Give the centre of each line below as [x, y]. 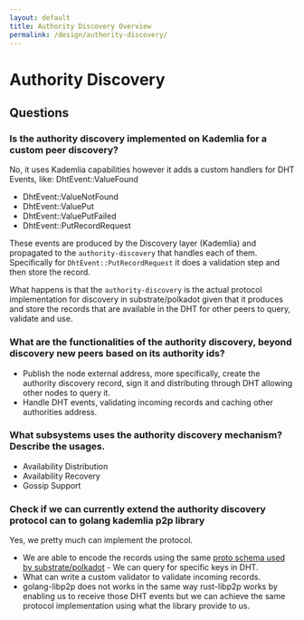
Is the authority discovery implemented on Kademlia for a [138, 139]
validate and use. [41, 319]
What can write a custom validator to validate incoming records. [142, 577]
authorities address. [60, 412]
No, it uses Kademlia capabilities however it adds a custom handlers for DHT [152, 170]
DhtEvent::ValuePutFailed [69, 216]
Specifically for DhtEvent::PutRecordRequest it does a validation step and [145, 263]
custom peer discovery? [64, 150]
